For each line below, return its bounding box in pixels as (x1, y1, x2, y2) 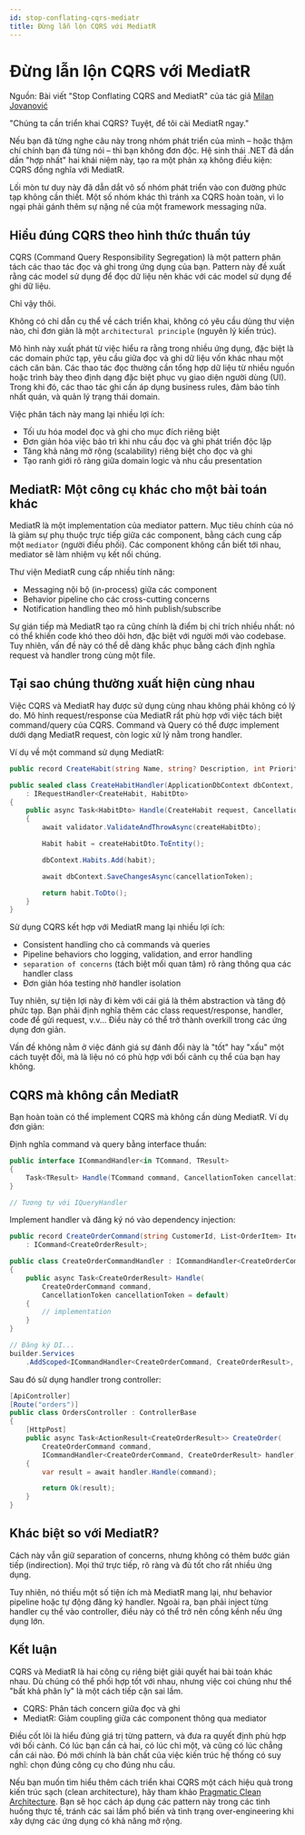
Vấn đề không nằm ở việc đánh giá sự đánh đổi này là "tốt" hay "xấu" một (9, 1042, 284, 1053)
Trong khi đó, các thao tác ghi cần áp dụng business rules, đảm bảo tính (9, 382, 280, 393)
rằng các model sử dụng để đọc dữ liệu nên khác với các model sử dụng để (9, 271, 292, 282)
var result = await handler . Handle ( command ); (42, 1467, 218, 1477)
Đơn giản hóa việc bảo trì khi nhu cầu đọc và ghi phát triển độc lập (22, 437, 272, 447)
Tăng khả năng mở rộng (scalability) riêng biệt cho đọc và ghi (22, 446, 252, 456)
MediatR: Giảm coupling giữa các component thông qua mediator (22, 1712, 267, 1723)
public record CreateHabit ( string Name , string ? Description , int (9, 764, 266, 773)
